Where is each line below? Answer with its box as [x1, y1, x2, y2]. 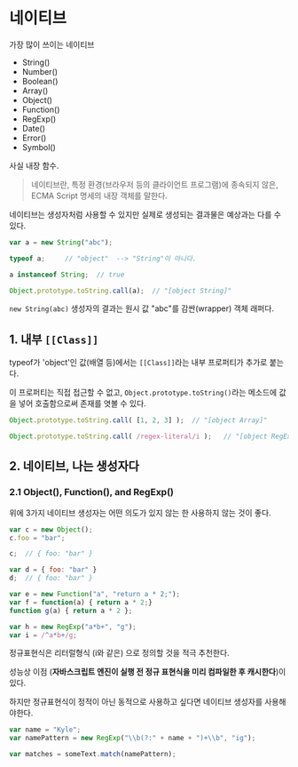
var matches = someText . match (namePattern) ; [9, 750, 176, 759]
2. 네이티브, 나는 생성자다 [9, 459, 140, 474]
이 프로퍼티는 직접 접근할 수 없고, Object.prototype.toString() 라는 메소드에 [9, 387, 278, 398]
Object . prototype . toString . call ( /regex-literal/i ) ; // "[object [9, 432, 268, 441]
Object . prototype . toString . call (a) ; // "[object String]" [9, 286, 232, 295]
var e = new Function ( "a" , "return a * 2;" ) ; [9, 590, 180, 599]
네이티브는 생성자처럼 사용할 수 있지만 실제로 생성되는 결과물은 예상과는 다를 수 [9, 209, 282, 220]
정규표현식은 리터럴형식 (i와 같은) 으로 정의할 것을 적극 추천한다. [9, 648, 230, 659]
